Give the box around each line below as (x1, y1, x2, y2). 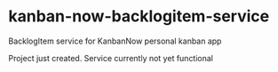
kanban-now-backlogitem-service (8, 6, 270, 27)
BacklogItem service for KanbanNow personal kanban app (8, 36, 222, 46)
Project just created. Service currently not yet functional (8, 52, 214, 63)
